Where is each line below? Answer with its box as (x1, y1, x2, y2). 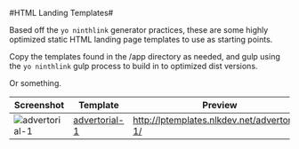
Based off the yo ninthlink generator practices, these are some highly (9, 25, 269, 35)
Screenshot (13, 99, 65, 111)
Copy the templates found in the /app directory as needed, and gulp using (9, 51, 280, 61)
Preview (202, 99, 238, 111)
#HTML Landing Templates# (9, 8, 114, 18)
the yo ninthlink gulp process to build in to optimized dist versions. (9, 61, 258, 71)
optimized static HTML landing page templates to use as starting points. (9, 35, 273, 44)
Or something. (9, 78, 62, 88)
